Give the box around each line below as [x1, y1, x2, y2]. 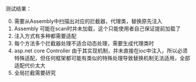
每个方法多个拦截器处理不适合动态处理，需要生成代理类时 [14, 40, 154, 47]
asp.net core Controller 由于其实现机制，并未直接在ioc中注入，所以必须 [14, 47, 188, 54]
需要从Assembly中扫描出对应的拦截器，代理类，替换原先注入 [14, 18, 163, 25]
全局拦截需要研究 [14, 70, 56, 76]
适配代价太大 [14, 62, 45, 69]
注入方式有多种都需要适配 [14, 32, 77, 40]
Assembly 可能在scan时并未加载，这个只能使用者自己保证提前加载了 [14, 25, 181, 32]
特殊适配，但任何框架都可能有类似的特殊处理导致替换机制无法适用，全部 [14, 55, 190, 61]
